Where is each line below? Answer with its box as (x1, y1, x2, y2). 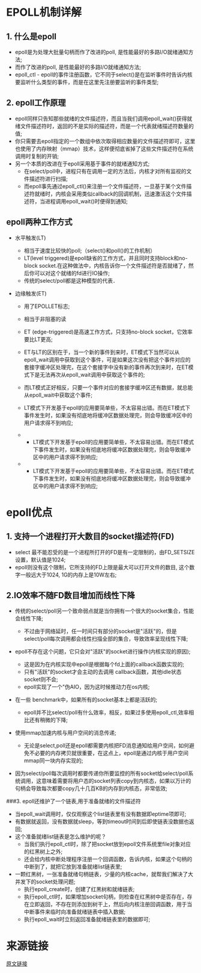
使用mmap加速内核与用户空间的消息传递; (14, 729, 116, 737)
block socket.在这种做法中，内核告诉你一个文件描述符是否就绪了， (23, 262, 189, 269)
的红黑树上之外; (23, 848, 63, 855)
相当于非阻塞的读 (23, 315, 67, 323)
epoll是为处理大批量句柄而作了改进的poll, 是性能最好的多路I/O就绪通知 (14, 49, 188, 55)
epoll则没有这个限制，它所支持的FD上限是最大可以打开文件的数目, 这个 (14, 563, 190, 570)
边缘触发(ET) (14, 289, 47, 297)
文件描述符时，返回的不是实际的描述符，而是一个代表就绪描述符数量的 (20, 122, 194, 129)
